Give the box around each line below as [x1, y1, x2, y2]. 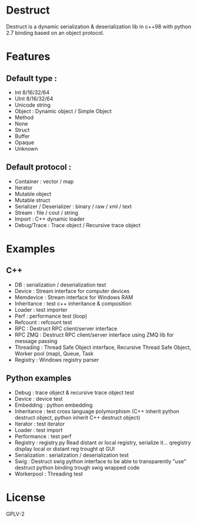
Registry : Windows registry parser [14, 356, 99, 363]
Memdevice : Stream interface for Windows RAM [14, 294, 133, 301]
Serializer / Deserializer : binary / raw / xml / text [14, 202, 132, 210]
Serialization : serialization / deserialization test [14, 451, 129, 458]
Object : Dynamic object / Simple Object [14, 107, 112, 115]
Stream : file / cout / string [14, 209, 78, 216]
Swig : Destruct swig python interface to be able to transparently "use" [14, 457, 186, 465]
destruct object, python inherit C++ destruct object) [14, 414, 141, 421]
